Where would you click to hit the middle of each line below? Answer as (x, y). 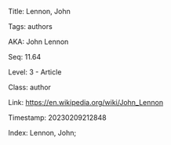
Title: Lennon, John (39, 11)
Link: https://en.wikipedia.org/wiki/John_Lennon (85, 102)
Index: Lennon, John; (42, 133)
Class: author (29, 87)
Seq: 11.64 (25, 57)
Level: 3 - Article (35, 72)
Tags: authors (30, 26)
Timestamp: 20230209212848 (58, 118)
